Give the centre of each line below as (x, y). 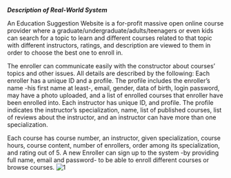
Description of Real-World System (57, 10)
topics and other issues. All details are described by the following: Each (109, 73)
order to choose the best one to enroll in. (65, 52)
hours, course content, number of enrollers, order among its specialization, (114, 145)
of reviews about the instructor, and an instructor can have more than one (112, 117)
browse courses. (31, 167)
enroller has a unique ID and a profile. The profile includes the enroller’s (109, 81)
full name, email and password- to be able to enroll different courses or (108, 160)
